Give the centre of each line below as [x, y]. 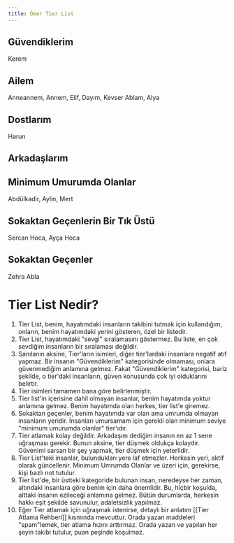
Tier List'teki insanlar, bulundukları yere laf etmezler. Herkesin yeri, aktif [121, 458]
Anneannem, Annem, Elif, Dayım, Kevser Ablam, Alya [84, 98]
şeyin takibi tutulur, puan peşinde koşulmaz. [81, 532]
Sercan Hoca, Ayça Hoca [44, 238]
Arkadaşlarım [38, 158]
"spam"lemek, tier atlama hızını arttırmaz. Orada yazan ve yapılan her [118, 524]
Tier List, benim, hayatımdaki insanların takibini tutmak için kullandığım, [120, 324]
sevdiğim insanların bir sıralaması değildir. [78, 346]
